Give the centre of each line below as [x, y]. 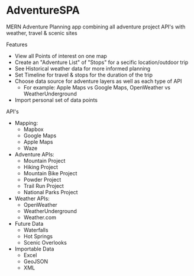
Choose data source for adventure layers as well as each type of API [98, 81]
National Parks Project [51, 192]
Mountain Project [44, 161]
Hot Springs [38, 236]
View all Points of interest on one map [61, 56]
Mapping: [26, 123]
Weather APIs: [32, 198]
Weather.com [40, 217]
